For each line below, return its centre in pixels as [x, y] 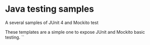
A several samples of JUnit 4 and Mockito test [52, 22]
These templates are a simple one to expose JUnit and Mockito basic [75, 32]
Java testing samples [50, 9]
